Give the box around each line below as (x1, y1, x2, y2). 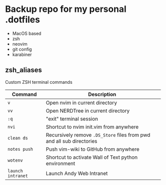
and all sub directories (45, 137, 97, 144)
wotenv (7, 157, 23, 163)
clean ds (7, 135, 28, 141)
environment (45, 160, 76, 167)
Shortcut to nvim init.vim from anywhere (45, 123, 139, 130)
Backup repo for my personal (5, 3, 127, 15)
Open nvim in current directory (45, 99, 117, 106)
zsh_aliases (5, 66, 42, 74)
